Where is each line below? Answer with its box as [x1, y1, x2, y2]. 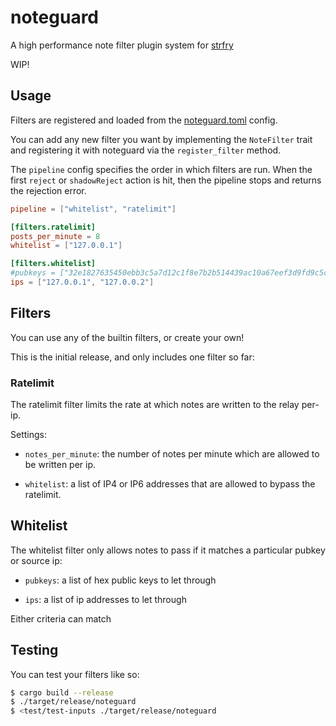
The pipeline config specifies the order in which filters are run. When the [10, 163, 313, 175]
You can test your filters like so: [10, 668, 140, 680]
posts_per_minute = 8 [10, 231, 101, 241]
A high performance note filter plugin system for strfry [10, 39, 234, 51]
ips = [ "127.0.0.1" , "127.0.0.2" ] [10, 277, 155, 287]
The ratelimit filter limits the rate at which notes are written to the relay [10, 398, 300, 410]
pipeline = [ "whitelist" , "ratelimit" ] [10, 204, 177, 214]
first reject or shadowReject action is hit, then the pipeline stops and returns [10, 174, 322, 186]
